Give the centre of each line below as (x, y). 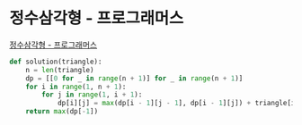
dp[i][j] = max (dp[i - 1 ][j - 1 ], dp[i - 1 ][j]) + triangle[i (176, 104)
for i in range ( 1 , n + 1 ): (76, 87)
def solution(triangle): (56, 62)
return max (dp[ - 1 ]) (62, 112)
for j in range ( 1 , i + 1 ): (92, 95)
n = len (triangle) (60, 70)
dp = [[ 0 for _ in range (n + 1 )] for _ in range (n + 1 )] (134, 78)
